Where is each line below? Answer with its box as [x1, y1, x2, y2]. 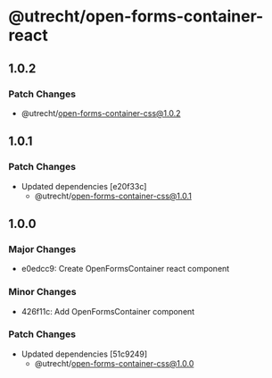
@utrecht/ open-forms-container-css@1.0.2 [21, 107, 181, 118]
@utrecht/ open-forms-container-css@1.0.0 [34, 357, 194, 368]
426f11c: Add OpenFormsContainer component [21, 306, 195, 316]
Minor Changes [8, 286, 77, 298]
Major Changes [8, 243, 77, 256]
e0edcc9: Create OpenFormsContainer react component [21, 264, 230, 274]
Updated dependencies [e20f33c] [21, 181, 147, 191]
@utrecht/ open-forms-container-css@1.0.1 [34, 190, 193, 201]
